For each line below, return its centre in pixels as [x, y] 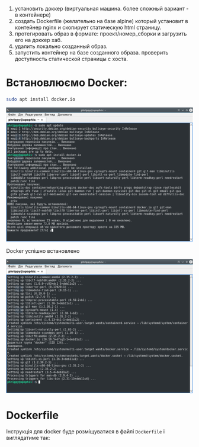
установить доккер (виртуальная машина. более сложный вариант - [102, 9]
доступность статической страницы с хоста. [71, 59]
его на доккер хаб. [38, 40]
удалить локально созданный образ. [61, 46]
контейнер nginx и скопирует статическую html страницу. [88, 27]
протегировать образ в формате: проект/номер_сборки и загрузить [101, 34]
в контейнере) [33, 15]
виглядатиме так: [28, 438]
